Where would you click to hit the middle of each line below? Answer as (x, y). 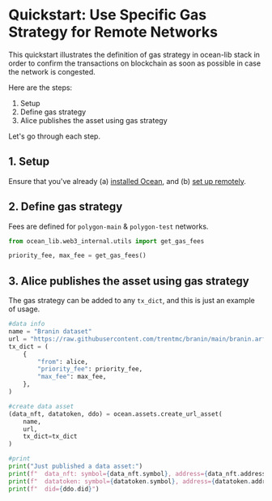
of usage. (24, 309)
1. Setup (29, 162)
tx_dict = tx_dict (51, 437)
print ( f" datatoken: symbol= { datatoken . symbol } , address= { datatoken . (130, 481)
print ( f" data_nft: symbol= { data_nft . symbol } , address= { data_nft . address (137, 473)
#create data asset (41, 406)
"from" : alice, (63, 362)
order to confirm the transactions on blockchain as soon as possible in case (135, 63)
